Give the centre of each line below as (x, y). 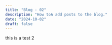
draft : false (19, 24)
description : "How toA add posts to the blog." (57, 14)
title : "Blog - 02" (26, 10)
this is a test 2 (20, 38)
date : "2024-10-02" (26, 19)
